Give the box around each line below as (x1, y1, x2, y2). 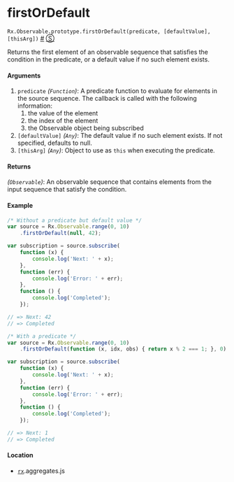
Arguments (7, 71, 41, 80)
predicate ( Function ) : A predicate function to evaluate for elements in (17, 87, 218, 95)
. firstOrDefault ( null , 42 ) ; (20, 229, 101, 237)
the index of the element (27, 117, 98, 125)
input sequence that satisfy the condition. (7, 185, 127, 194)
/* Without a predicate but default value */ (7, 217, 142, 224)
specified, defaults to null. (17, 139, 92, 148)
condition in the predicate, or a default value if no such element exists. (7, 55, 210, 64)
